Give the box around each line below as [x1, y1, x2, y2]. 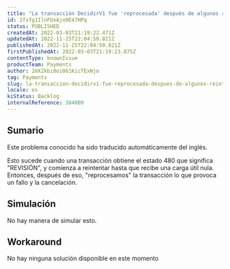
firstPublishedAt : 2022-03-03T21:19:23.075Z [7, 49, 136, 56]
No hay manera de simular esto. [7, 216, 97, 224]
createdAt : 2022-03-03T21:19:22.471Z [7, 29, 115, 36]
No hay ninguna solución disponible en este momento [7, 255, 159, 263]
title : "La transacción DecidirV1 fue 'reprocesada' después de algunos [7, 10, 219, 17]
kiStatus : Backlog [7, 93, 60, 100]
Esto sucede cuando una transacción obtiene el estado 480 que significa [7, 156, 214, 165]
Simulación [7, 198, 56, 210]
